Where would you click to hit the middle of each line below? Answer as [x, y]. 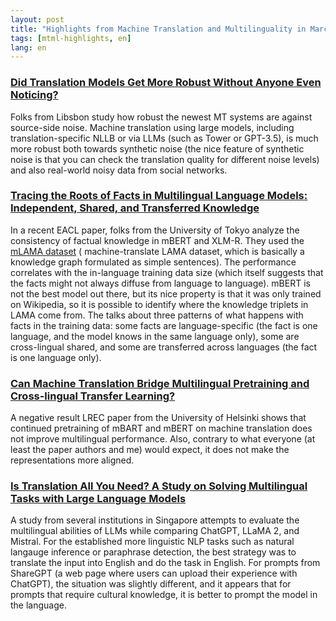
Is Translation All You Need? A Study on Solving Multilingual [159, 486]
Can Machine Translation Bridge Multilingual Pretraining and [160, 383]
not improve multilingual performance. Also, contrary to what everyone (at [163, 439]
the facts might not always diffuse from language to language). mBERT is [160, 283]
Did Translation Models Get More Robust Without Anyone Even [166, 83]
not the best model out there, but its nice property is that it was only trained [166, 293]
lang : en [28, 47]
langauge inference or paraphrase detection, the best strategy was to [153, 552]
